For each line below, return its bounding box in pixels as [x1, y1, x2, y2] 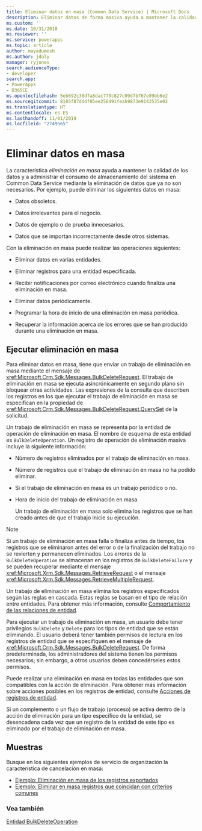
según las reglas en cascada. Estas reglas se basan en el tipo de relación [6, 594, 188, 601]
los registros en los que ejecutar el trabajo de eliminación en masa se [6, 392, 178, 400]
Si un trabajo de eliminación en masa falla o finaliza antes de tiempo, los [6, 537, 185, 544]
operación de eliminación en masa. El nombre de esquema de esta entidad [6, 430, 191, 437]
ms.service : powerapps [6, 37, 63, 43]
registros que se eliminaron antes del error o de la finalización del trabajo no [6, 544, 195, 551]
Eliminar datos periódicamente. [14, 298, 92, 305]
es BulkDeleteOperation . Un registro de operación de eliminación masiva [6, 436, 186, 444]
